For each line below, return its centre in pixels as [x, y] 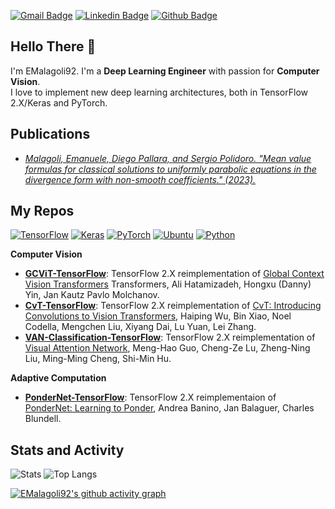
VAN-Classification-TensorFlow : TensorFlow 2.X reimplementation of [170, 337]
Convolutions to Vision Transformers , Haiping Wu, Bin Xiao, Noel [158, 316]
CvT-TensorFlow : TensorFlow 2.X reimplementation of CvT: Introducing [173, 306]
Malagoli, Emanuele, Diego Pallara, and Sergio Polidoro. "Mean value [168, 158]
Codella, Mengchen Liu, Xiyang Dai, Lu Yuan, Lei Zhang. [140, 327]
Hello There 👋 [53, 46]
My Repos [42, 211]
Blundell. [43, 419]
